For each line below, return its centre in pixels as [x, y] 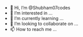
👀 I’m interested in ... [31, 13]
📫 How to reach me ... [33, 29]
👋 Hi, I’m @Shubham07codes [40, 8]
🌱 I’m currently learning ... [37, 18]
